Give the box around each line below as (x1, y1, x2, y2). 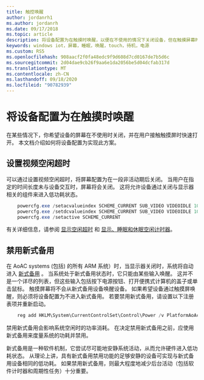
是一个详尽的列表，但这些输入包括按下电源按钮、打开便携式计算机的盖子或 (6, 278, 192, 285)
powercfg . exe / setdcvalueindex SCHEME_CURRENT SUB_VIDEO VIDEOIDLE (17, 208, 191, 215)
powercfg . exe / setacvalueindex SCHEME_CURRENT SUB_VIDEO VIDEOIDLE (17, 202, 191, 209)
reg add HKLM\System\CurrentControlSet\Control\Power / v (17, 313, 165, 319)
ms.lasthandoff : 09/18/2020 (6, 76, 78, 82)
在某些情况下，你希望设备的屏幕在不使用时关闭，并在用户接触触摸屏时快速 (6, 131, 192, 138)
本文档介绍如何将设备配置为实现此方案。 (18, 139, 120, 146)
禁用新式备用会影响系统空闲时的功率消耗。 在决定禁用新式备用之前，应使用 (6, 324, 194, 332)
